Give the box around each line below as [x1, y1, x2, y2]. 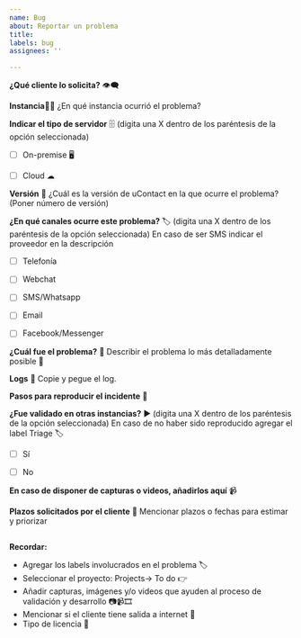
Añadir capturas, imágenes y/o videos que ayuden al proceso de [22, 586, 262, 597]
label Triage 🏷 [9, 427, 65, 438]
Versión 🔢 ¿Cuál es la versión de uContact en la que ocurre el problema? [9, 188, 279, 199]
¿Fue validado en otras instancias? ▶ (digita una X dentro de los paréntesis [9, 408, 292, 418]
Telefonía [22, 256, 58, 266]
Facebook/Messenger [22, 328, 104, 338]
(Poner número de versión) [9, 198, 110, 209]
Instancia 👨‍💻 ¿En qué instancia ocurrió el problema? [9, 101, 201, 112]
